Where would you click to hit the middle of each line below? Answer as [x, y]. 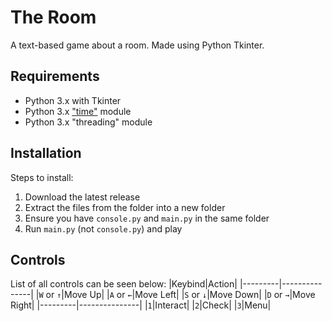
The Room [53, 17]
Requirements [55, 76]
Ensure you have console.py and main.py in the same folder [147, 218]
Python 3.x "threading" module [88, 122]
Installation [46, 153]
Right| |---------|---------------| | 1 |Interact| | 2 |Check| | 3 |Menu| [141, 305]
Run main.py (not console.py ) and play [103, 228]
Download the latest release [82, 197]
